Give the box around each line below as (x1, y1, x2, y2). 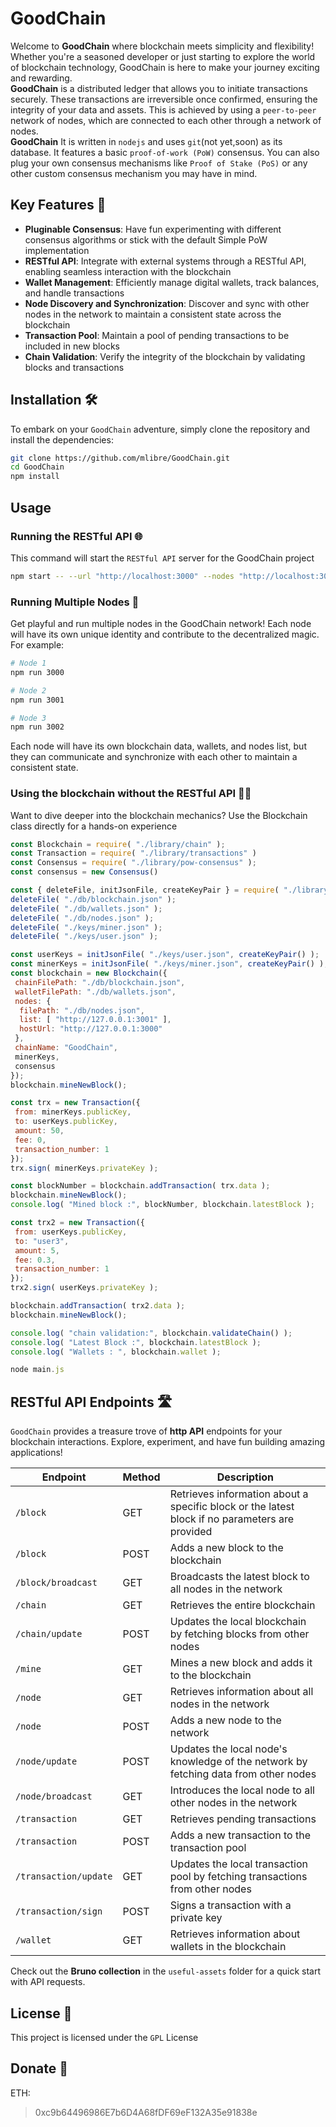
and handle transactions (24, 287, 125, 299)
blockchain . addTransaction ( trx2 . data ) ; (10, 1301, 186, 1311)
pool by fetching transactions (169, 1870, 308, 1884)
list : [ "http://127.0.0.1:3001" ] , (19, 1015, 172, 1025)
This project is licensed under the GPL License (10, 2031, 199, 2043)
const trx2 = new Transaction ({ (10, 1218, 145, 1228)
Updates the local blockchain (169, 1615, 307, 1629)
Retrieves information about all (169, 1685, 314, 1699)
